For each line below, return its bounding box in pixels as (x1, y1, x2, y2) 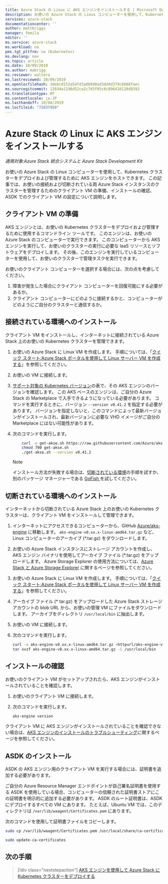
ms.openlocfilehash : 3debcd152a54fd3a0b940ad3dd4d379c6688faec (5, 82, 140, 87)
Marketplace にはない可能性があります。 (12, 420, 96, 426)
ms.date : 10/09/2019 (5, 63, 48, 68)
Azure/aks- (137, 523, 160, 528)
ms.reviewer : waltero (5, 73, 50, 78)
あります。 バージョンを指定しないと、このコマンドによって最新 (12, 407, 144, 413)
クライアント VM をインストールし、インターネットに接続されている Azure (5, 332, 159, 338)
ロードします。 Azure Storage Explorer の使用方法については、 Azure (12, 558, 153, 564)
